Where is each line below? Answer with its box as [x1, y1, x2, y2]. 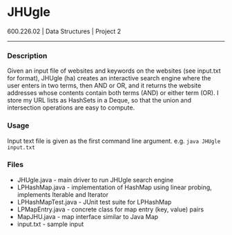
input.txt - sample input [17, 220, 84, 228]
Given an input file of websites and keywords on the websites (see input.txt [7, 67, 221, 75]
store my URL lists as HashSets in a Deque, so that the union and [7, 96, 192, 105]
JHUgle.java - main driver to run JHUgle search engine [17, 175, 174, 184]
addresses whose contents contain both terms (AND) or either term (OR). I [7, 89, 219, 97]
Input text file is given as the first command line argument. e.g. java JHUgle [7, 137, 221, 145]
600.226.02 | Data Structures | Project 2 [7, 27, 122, 35]
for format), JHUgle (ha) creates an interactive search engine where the [7, 74, 211, 82]
